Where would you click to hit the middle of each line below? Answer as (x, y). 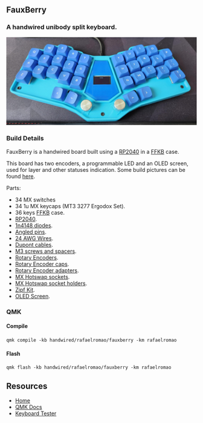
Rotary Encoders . (37, 257)
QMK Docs (28, 407)
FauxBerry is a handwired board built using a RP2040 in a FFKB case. (93, 151)
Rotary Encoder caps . (42, 264)
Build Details (25, 139)
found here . (21, 176)
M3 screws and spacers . (46, 251)
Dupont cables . (34, 244)
